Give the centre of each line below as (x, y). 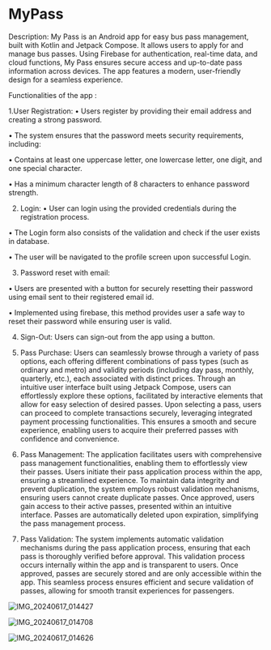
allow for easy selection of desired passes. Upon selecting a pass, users (141, 404)
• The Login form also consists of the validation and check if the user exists (134, 233)
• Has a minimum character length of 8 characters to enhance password (129, 184)
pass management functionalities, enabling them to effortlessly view (134, 463)
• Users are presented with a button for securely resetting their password (131, 288)
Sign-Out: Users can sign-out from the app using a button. (117, 336)
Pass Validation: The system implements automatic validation (122, 539)
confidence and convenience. (70, 438)
